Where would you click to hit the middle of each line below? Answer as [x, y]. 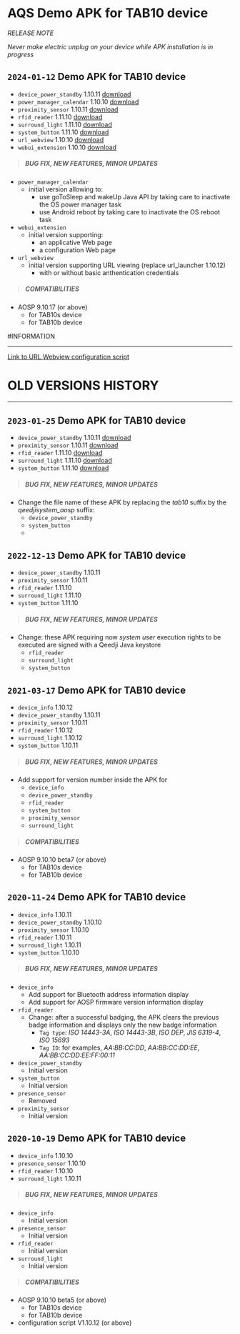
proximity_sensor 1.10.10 [53, 930]
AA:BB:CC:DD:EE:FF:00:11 [77, 1055]
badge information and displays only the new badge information [122, 1025]
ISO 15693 [54, 1040]
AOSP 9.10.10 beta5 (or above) [62, 1300]
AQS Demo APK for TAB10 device [108, 13]
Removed [42, 1100]
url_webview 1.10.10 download [61, 139]
